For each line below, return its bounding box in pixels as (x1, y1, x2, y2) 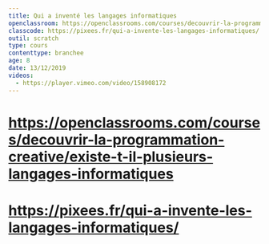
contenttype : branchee (8, 49, 84, 57)
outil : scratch (8, 34, 59, 43)
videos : (8, 71, 34, 79)
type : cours (8, 42, 48, 50)
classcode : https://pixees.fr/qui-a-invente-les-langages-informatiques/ (8, 26, 260, 35)
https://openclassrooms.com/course (8, 113, 261, 132)
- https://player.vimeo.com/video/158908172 (15, 79, 167, 87)
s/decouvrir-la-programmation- (8, 130, 225, 148)
